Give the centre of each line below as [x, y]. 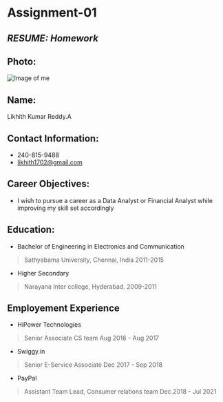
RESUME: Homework [53, 38]
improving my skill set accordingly [65, 208]
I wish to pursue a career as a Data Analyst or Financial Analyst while [115, 200]
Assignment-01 [52, 13]
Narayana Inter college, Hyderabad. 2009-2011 [90, 286]
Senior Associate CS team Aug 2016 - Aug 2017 [92, 338]
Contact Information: [53, 138]
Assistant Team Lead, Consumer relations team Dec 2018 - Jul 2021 [120, 392]
